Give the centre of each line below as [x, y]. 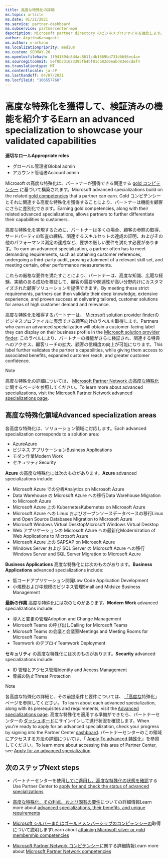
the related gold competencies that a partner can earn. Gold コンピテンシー [83, 196]
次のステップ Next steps [42, 768]
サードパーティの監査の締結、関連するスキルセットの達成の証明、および [80, 236]
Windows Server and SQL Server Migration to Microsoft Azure [77, 554]
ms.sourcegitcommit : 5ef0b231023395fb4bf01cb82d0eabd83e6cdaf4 [73, 61]
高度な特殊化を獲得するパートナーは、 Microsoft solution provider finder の [82, 315]
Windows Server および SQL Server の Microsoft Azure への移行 [78, 548]
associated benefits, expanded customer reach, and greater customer [77, 355]
